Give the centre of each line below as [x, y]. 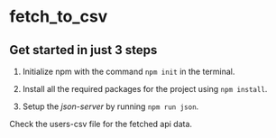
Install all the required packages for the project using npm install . [145, 89]
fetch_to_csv [59, 17]
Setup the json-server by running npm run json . [110, 106]
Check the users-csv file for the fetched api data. [101, 124]
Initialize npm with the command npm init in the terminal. [129, 71]
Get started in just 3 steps [83, 50]
